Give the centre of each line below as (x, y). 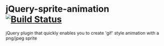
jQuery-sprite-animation (57, 9)
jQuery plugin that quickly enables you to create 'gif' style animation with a (82, 33)
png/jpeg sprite (21, 38)
